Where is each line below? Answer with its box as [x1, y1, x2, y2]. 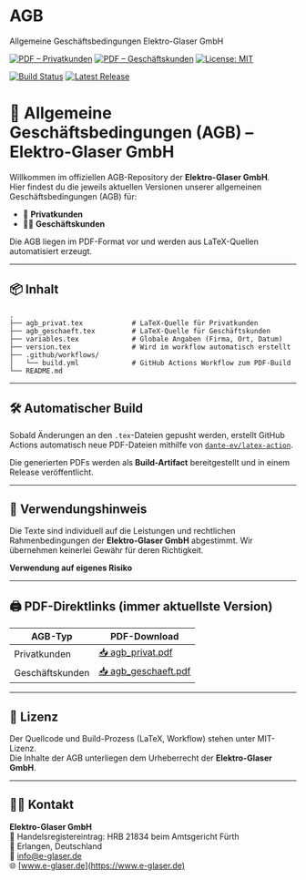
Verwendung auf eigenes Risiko [9, 562, 133, 574]
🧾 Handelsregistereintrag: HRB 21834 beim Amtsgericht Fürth [9, 831, 240, 842]
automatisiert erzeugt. [9, 245, 93, 256]
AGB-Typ [31, 630, 73, 643]
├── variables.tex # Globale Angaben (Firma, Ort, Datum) [9, 334, 283, 343]
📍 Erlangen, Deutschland [9, 840, 103, 852]
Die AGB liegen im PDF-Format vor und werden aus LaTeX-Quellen [9, 236, 260, 247]
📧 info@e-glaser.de [9, 850, 82, 861]
